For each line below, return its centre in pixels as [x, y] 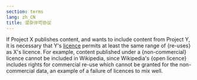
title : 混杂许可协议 [29, 23]
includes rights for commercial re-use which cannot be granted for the [92, 65]
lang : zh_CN [21, 17]
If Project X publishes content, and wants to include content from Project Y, [98, 40]
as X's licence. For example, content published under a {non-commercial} [96, 52]
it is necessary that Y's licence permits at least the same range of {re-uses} [99, 46]
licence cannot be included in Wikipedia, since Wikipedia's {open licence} [96, 58]
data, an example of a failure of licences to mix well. [99, 71]
